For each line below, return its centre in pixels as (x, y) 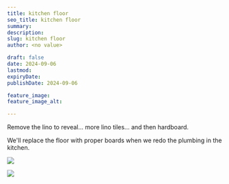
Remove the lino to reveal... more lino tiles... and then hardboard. (98, 127)
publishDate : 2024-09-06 (42, 83)
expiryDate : (24, 77)
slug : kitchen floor (37, 39)
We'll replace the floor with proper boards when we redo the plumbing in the (114, 140)
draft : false (26, 58)
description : (26, 32)
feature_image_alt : (35, 102)
